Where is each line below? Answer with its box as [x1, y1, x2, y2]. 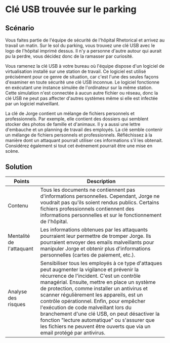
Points [13, 178, 29, 185]
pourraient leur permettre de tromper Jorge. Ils [40, 232, 152, 239]
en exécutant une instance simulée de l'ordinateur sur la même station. [5, 84, 153, 91]
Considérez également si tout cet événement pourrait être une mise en [5, 143, 153, 149]
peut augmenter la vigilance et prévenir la [40, 266, 139, 273]
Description [87, 178, 116, 185]
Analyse [8, 288, 27, 295]
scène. [5, 148, 20, 154]
